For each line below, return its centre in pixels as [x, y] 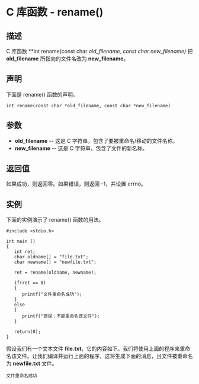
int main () [21, 241]
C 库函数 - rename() [55, 12]
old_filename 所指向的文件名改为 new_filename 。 [68, 59]
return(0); [28, 332]
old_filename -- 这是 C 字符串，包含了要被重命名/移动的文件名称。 [96, 140]
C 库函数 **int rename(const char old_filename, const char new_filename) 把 [99, 51]
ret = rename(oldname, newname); [55, 273]
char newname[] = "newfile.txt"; [55, 262]
